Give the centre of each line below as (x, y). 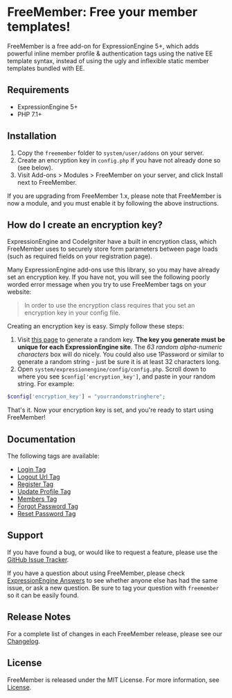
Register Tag (35, 484)
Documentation (42, 439)
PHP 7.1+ (29, 114)
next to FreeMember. (47, 182)
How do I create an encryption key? (85, 225)
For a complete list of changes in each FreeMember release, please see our (115, 633)
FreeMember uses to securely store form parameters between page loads (113, 249)
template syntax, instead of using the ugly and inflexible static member (108, 60)
